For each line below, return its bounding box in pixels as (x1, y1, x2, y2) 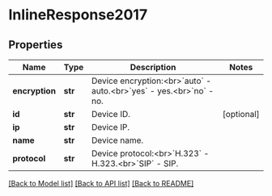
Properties (8, 38, 63, 52)
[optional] (222, 109, 260, 119)
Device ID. (91, 109, 131, 119)
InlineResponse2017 (8, 6, 148, 24)
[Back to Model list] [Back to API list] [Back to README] (8, 179, 194, 188)
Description (130, 62, 176, 73)
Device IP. (91, 122, 130, 132)
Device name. (91, 135, 144, 146)
